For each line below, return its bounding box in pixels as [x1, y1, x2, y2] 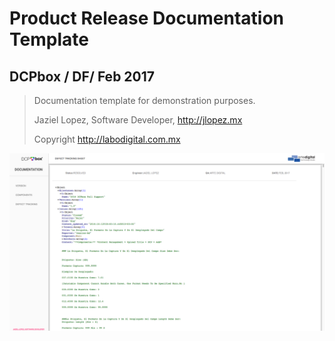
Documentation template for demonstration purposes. [33, 95, 256, 106]
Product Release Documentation [9, 7, 285, 30]
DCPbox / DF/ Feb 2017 [9, 68, 155, 85]
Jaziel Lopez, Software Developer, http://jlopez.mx [33, 114, 243, 126]
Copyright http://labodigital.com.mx [33, 133, 181, 145]
